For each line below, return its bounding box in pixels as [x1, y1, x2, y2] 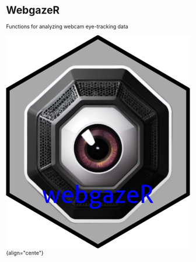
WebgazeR [6, 4, 60, 17]
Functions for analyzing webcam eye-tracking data [6, 23, 128, 30]
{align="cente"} [6, 249, 44, 256]
